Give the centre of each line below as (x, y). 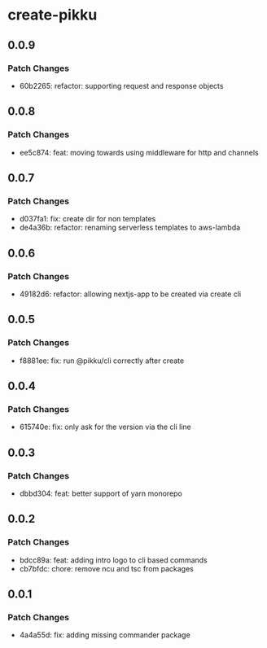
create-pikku (53, 15)
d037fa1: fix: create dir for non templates (88, 219)
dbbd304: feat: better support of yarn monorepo (101, 493)
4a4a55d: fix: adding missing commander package (105, 635)
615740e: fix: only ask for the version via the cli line (105, 427)
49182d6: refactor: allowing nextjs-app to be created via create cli (130, 294)
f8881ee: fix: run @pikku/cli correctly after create (102, 361)
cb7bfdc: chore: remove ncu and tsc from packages (107, 568)
